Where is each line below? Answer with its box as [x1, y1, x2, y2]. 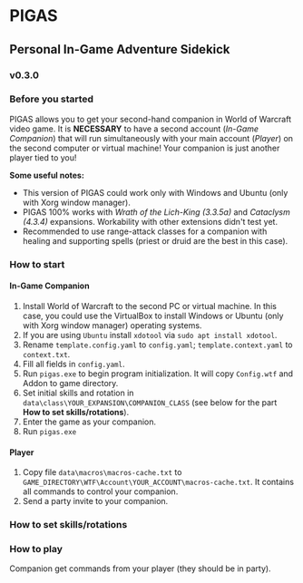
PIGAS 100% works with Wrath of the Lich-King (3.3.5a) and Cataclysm [22, 206, 290, 218]
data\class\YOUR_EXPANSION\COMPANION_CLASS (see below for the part [22, 396, 278, 408]
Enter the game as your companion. [22, 416, 157, 427]
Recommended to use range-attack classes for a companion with [22, 226, 268, 237]
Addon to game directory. [22, 377, 119, 388]
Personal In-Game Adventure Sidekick [9, 42, 230, 57]
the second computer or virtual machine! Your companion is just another [9, 142, 280, 153]
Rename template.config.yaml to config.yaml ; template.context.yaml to [22, 339, 293, 350]
